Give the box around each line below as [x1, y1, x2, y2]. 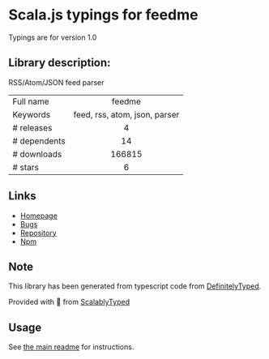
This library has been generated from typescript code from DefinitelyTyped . [8, 281, 262, 291]
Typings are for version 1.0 [8, 32, 97, 42]
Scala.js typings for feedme [8, 6, 199, 24]
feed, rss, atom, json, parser [73, 109, 180, 120]
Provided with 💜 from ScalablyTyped [8, 297, 130, 307]
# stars [12, 161, 39, 173]
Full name [12, 96, 50, 107]
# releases [12, 122, 53, 133]
